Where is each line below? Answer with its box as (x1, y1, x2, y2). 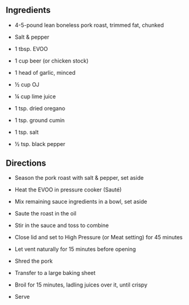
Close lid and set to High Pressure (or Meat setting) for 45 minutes (14, 234, 183, 241)
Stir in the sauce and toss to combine (14, 222, 109, 229)
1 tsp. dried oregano (14, 104, 66, 112)
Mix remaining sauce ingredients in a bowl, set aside (14, 198, 148, 206)
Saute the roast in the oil (14, 210, 77, 217)
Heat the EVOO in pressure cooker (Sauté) (14, 186, 122, 193)
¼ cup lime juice (14, 93, 56, 100)
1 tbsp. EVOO (14, 45, 48, 52)
